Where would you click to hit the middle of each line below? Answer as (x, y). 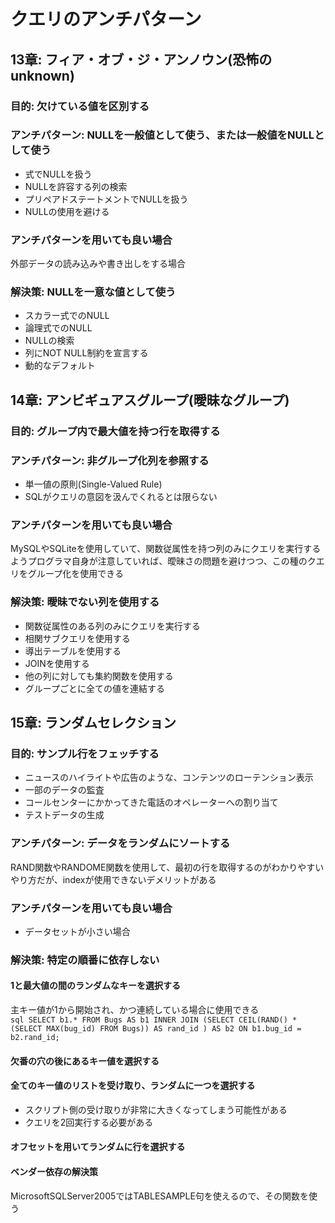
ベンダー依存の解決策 (54, 1171)
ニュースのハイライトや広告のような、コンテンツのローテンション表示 (169, 777)
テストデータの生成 (64, 815)
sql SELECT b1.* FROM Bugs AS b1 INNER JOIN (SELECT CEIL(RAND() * (154, 1020)
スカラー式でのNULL (67, 316)
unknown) (42, 75)
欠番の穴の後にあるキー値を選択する (85, 1061)
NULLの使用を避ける (67, 211)
